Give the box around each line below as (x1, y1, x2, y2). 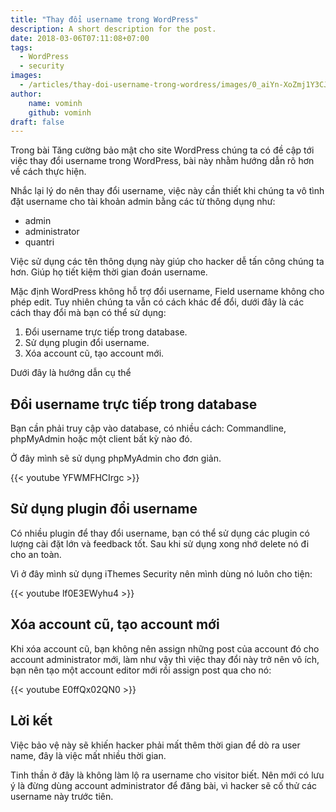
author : (10, 89, 43, 99)
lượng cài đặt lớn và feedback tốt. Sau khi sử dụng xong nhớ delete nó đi (10, 537, 310, 550)
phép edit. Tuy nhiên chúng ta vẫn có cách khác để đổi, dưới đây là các (10, 296, 305, 308)
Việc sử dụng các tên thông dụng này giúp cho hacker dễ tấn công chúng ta (10, 256, 325, 268)
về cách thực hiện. (10, 166, 87, 178)
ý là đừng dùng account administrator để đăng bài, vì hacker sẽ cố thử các (10, 779, 318, 791)
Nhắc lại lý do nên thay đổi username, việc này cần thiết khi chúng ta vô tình (10, 185, 325, 197)
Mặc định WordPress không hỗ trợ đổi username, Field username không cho (10, 286, 325, 298)
